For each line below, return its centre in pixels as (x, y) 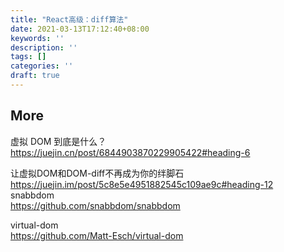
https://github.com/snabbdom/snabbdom (95, 205)
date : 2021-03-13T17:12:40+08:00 (80, 29)
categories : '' (42, 66)
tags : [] (28, 57)
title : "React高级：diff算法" (69, 19)
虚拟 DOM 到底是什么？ (58, 141)
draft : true (35, 76)
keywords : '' (37, 38)
